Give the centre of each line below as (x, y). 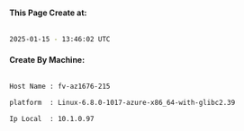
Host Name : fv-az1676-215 (60, 87)
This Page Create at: (48, 13)
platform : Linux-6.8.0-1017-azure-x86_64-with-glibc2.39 (122, 103)
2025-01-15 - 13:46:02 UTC (60, 39)
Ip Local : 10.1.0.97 (52, 119)
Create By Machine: (47, 59)
